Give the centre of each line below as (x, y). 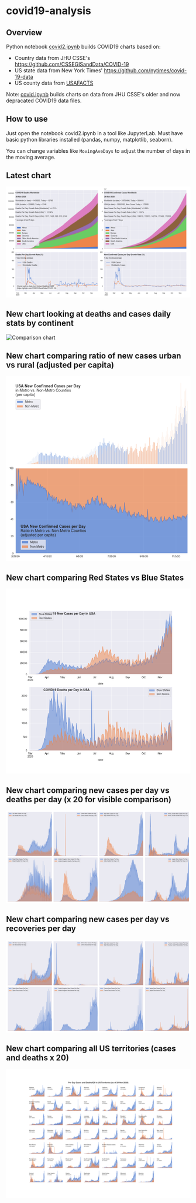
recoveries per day (41, 929)
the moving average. (31, 157)
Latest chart (29, 175)
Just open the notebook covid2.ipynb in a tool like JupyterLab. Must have (94, 133)
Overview (24, 33)
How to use (27, 119)
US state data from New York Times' (59, 71)
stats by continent (40, 324)
